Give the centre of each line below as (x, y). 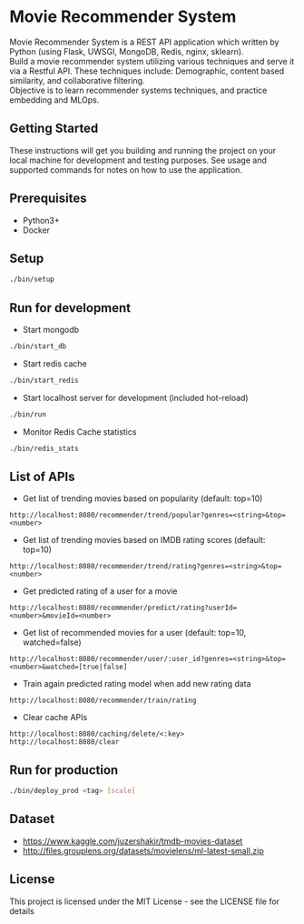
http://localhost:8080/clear (64, 742)
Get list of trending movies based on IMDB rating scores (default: (144, 540)
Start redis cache (55, 363)
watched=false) (52, 642)
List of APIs (42, 476)
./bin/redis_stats (44, 448)
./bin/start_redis (44, 380)
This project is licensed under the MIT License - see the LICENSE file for (144, 901)
